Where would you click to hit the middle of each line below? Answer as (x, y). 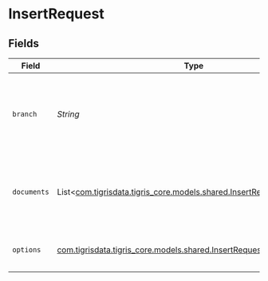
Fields (24, 44)
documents (31, 192)
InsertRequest (57, 14)
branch (25, 114)
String (68, 114)
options (27, 249)
